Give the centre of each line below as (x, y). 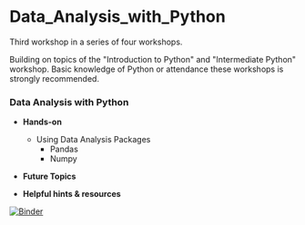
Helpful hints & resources (71, 194)
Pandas (64, 149)
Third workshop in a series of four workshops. (96, 42)
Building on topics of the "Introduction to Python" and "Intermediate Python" (153, 59)
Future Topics (49, 176)
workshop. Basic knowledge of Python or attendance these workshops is (147, 69)
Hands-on (42, 122)
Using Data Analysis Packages (93, 140)
